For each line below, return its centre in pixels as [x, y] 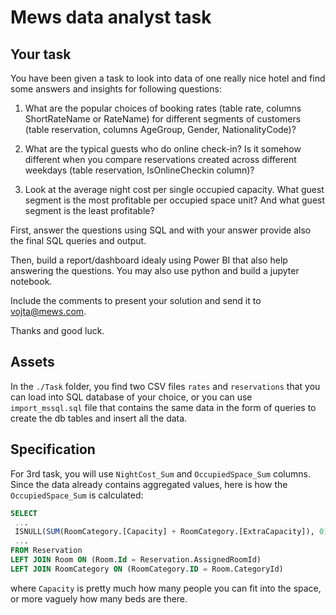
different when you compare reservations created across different [160, 159]
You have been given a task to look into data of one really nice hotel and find [168, 78]
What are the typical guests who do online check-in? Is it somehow [163, 149]
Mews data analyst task [111, 17]
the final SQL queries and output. [78, 240]
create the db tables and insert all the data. [99, 418]
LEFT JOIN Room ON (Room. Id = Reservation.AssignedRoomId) [136, 560]
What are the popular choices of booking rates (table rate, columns [163, 108]
